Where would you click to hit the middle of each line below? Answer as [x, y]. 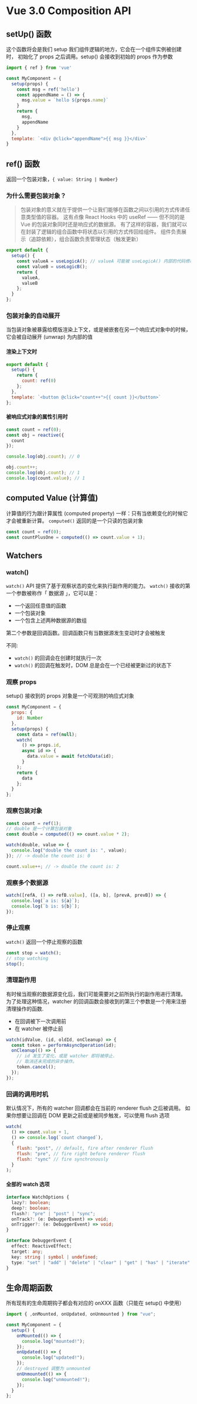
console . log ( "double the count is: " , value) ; [69, 851]
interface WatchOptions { [38, 1197]
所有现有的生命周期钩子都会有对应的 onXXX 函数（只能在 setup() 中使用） [95, 1303]
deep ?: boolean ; [31, 1208]
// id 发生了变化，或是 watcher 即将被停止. [66, 1056]
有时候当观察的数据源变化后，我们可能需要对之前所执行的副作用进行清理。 [96, 994]
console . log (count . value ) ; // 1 [45, 478]
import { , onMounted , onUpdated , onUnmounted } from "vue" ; [81, 1314]
